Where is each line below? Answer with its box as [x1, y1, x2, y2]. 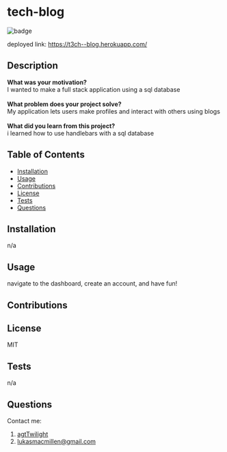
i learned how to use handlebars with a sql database [7, 129, 155, 137]
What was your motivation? [7, 78, 88, 86]
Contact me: [7, 417, 42, 425]
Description [7, 60, 58, 72]
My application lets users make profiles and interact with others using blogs [7, 107, 221, 115]
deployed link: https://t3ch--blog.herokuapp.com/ [7, 40, 148, 48]
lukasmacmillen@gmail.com [16, 438, 96, 446]
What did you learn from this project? [7, 121, 116, 130]
